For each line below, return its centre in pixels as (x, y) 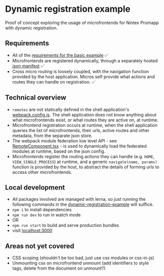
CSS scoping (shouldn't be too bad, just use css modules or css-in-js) (83, 258)
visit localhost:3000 (32, 231)
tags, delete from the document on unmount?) (59, 268)
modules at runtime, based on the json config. (59, 151)
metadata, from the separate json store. (52, 136)
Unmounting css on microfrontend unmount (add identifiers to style (80, 263)
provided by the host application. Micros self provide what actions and (83, 77)
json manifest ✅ (28, 66)
